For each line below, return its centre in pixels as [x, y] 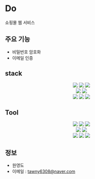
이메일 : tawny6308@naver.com [44, 171]
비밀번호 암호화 [26, 52]
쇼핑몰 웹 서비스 [20, 22]
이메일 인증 [23, 58]
